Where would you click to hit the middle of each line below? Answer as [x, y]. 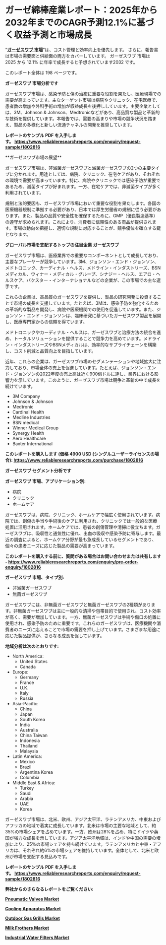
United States [34, 661]
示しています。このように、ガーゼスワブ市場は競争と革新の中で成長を [89, 380]
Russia [27, 698]
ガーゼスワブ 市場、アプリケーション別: [45, 481]
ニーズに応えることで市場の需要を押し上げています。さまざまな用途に [89, 629]
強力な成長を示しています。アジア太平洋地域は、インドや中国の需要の [85, 838]
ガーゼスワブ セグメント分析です [38, 471]
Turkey [27, 788]
